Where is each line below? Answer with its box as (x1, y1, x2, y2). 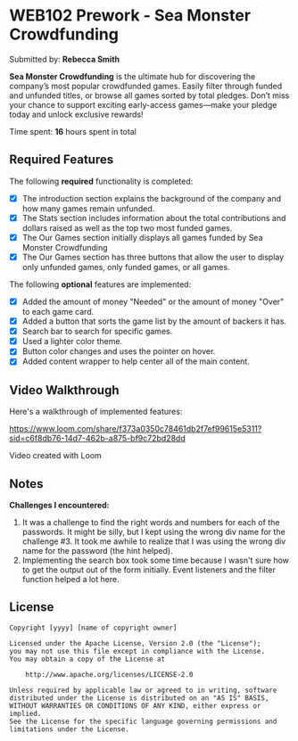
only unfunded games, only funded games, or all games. (21, 262, 230, 272)
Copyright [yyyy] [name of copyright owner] (9, 623, 178, 632)
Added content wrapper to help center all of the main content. (21, 356, 250, 366)
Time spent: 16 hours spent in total (9, 126, 137, 136)
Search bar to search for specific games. (21, 326, 173, 337)
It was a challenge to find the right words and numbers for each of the (21, 517, 280, 527)
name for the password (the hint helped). (21, 546, 173, 556)
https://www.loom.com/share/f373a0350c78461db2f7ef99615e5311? (9, 424, 262, 434)
